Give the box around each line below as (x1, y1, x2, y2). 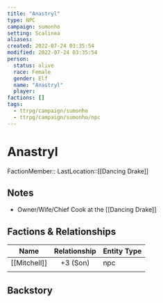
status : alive (13, 62, 54, 69)
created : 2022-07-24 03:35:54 (7, 42, 95, 49)
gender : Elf (13, 75, 49, 82)
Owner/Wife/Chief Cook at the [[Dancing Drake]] (17, 205, 157, 214)
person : (7, 56, 30, 63)
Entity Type (103, 247, 142, 256)
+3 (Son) (60, 258, 90, 268)
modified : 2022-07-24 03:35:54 (7, 49, 98, 56)
